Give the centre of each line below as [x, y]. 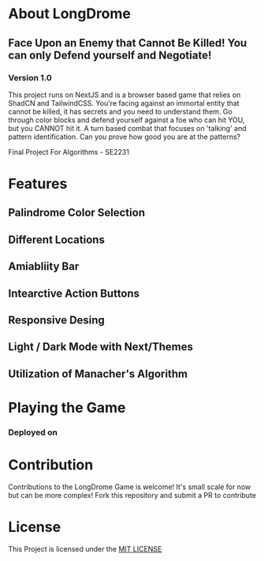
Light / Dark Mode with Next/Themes [101, 347]
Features [38, 184]
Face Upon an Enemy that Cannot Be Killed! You [128, 43]
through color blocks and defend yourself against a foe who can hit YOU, [126, 120]
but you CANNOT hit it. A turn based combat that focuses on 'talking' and [127, 128]
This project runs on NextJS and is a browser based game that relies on [125, 95]
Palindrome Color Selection [77, 213]
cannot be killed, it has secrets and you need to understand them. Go [120, 111]
